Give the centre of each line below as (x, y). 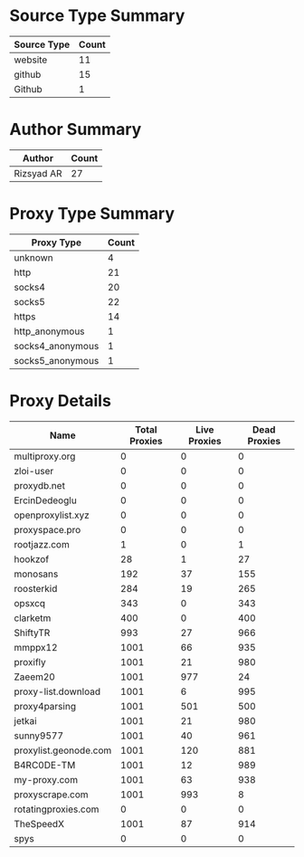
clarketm (33, 618)
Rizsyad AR (38, 173)
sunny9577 (39, 736)
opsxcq (30, 603)
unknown (33, 257)
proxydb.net (40, 485)
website (31, 60)
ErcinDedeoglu (45, 500)
